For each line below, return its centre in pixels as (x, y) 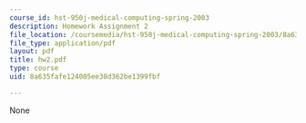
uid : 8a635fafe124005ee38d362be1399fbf (85, 77)
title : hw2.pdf (38, 60)
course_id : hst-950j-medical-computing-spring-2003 (109, 18)
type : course (34, 69)
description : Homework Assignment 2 (79, 26)
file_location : (38, 34)
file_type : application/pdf (63, 43)
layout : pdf (32, 52)
